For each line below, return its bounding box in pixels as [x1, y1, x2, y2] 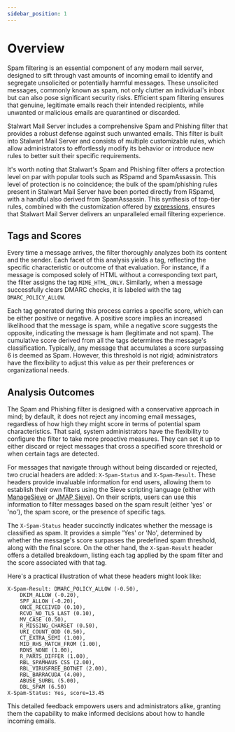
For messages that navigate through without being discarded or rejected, [7, 463, 218, 472]
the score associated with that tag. [7, 558, 107, 567]
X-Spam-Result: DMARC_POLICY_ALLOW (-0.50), [7, 586, 139, 593]
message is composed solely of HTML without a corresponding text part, [7, 271, 218, 279]
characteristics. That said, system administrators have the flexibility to [7, 428, 209, 436]
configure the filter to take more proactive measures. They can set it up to [7, 435, 220, 443]
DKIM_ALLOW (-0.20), [20, 592, 80, 599]
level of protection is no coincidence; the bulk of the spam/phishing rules [7, 180, 218, 188]
